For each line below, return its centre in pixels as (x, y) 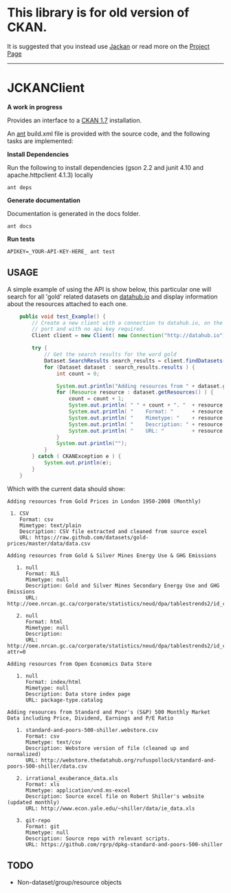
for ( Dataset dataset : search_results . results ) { (119, 367)
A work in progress (35, 107)
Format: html (44, 622)
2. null (27, 616)
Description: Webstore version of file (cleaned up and (107, 748)
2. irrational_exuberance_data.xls (67, 778)
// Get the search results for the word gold (110, 355)
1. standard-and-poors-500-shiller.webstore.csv (87, 730)
